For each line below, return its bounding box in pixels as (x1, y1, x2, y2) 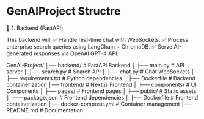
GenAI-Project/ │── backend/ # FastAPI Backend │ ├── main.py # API (6, 61, 185, 69)
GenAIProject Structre (6, 4, 121, 18)
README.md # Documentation (6, 106, 84, 114)
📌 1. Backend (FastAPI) (6, 24, 64, 32)
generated (6, 50, 32, 57)
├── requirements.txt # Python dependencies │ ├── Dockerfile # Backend (6, 74, 195, 81)
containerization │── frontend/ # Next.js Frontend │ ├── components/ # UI (6, 81, 197, 88)
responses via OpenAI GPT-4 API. (33, 50, 119, 57)
